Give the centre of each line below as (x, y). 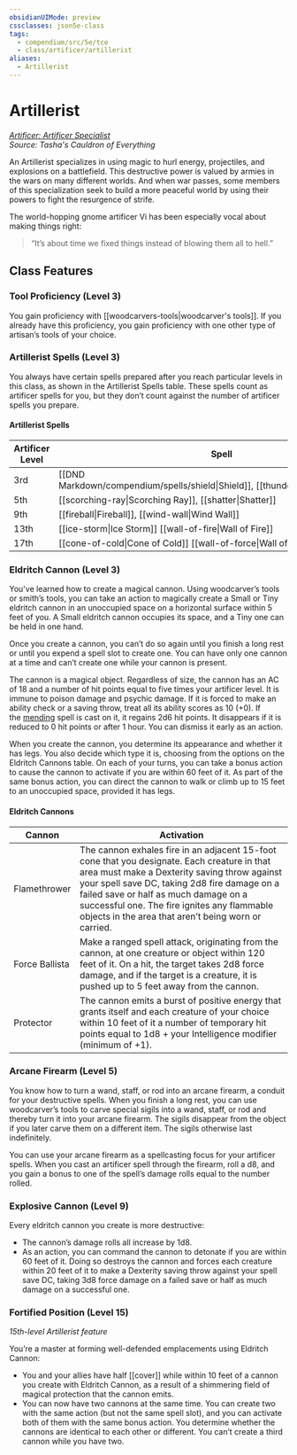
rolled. (21, 1183)
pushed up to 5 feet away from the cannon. (169, 986)
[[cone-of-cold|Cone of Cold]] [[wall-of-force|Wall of (173, 543)
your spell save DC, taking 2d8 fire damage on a (179, 883)
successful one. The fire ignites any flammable (176, 905)
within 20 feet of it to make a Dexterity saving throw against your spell (149, 1271)
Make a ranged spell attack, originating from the (179, 942)
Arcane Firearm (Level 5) (63, 1071)
